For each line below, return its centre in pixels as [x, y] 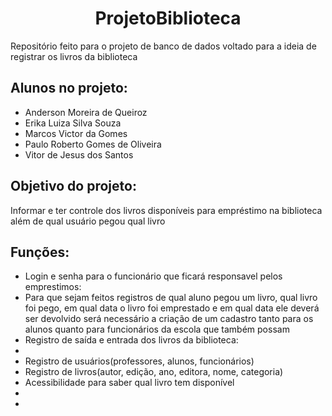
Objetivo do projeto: [73, 186]
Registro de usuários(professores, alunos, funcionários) [139, 361]
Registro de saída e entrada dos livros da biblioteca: [131, 340]
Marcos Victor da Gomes [76, 133]
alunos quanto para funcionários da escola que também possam [157, 329]
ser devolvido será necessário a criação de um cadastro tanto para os [169, 319]
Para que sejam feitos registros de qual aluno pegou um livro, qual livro [171, 298]
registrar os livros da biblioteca [74, 56]
